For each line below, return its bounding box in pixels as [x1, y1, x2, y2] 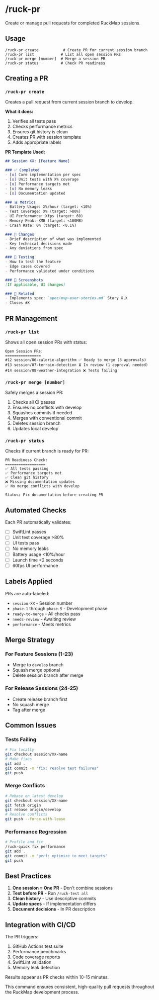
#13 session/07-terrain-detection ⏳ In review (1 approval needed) [5, 362, 148, 367]
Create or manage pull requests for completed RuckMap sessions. [5, 20, 141, 26]
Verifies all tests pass [12, 118, 56, 124]
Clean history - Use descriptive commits [12, 896, 96, 902]
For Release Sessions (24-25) [5, 685, 79, 692]
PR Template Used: [5, 149, 46, 155]
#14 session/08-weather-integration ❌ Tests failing [5, 368, 117, 373]
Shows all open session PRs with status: [5, 339, 87, 345]
